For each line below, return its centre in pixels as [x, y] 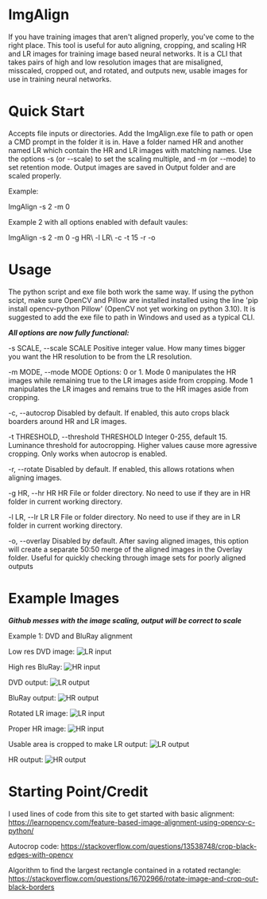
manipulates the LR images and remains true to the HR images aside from [128, 389]
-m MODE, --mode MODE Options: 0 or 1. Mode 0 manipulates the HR [122, 371]
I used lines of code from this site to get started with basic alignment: [122, 814]
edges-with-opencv [41, 854]
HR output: [26, 760]
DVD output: [29, 682]
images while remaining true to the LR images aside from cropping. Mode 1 [131, 380]
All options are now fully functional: [69, 332]
